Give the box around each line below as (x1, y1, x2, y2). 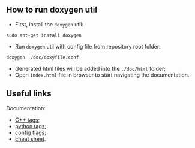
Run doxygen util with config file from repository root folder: (14, 43, 161, 50)
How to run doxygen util (6, 5, 98, 15)
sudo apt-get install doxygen (6, 32, 82, 38)
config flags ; (14, 129, 47, 136)
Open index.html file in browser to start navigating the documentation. (14, 71, 190, 78)
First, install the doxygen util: (14, 20, 84, 28)
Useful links (6, 89, 52, 99)
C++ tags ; (14, 116, 40, 123)
